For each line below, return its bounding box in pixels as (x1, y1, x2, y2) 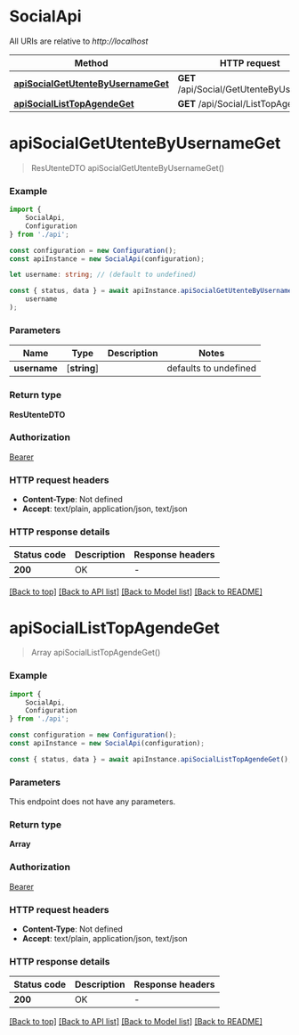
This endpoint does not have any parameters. (9, 796, 176, 807)
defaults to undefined (166, 363, 256, 375)
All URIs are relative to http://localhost (9, 36, 149, 46)
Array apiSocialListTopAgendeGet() (30, 648, 161, 658)
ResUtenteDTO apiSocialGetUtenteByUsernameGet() (30, 162, 225, 173)
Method (74, 56, 109, 69)
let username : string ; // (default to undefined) (9, 270, 198, 280)
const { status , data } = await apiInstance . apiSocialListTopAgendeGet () (9, 754, 289, 763)
